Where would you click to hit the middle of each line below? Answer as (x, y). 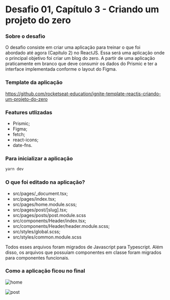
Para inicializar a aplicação (39, 158)
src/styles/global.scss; (37, 231)
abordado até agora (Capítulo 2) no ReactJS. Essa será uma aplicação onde (85, 53)
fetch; (19, 135)
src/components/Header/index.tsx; (50, 221)
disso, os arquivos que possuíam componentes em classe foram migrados (83, 252)
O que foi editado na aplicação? (45, 182)
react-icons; (26, 140)
